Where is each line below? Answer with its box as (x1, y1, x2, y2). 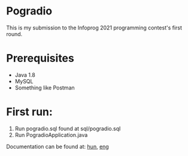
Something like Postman (14, 84, 75, 91)
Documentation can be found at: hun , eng (6, 143, 109, 150)
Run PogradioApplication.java (14, 131, 88, 139)
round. (6, 30, 23, 37)
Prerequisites (6, 52, 75, 65)
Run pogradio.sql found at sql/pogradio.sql (14, 125, 121, 132)
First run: (6, 105, 53, 119)
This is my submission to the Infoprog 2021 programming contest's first (6, 24, 183, 31)
